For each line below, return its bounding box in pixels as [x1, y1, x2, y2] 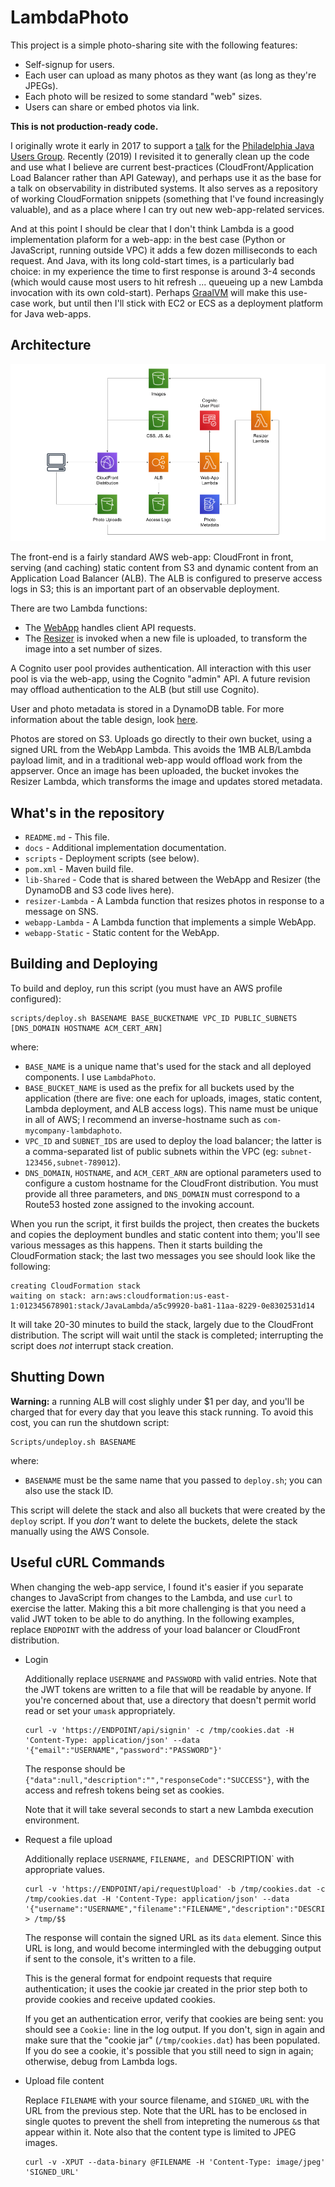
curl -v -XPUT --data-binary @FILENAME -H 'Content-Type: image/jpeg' [24, 2157, 326, 2167]
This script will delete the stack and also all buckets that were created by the [10, 1504, 326, 1516]
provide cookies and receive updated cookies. [24, 1993, 216, 2005]
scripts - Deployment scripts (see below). [24, 852, 200, 865]
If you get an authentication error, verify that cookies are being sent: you [24, 2012, 324, 2025]
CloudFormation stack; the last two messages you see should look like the [10, 1249, 316, 1261]
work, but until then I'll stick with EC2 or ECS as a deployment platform [32, 297, 324, 309]
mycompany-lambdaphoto [24, 1126, 120, 1136]
